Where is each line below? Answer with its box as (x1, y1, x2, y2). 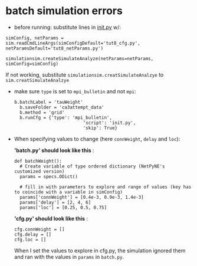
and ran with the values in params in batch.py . (14, 253, 124, 260)
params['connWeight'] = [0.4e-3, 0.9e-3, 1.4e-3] (19, 194, 144, 200)
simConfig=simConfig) (5, 61, 59, 67)
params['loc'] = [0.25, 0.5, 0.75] (19, 205, 107, 211)
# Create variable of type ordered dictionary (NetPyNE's (19, 163, 165, 169)
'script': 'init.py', (83, 120, 136, 126)
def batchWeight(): (14, 158, 63, 164)
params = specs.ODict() (19, 173, 78, 179)
